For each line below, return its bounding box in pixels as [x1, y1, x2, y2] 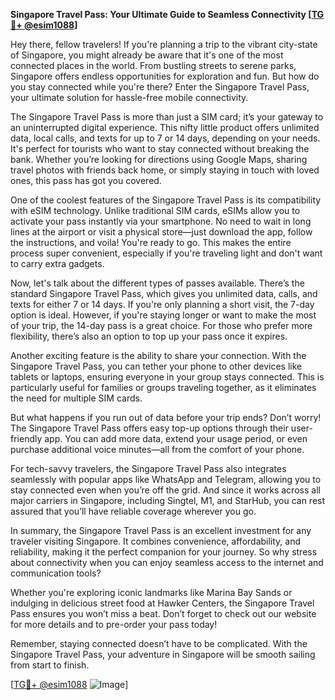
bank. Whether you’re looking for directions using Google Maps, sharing [10, 154, 308, 165]
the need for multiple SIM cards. [10, 392, 143, 404]
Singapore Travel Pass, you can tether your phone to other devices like [10, 360, 303, 372]
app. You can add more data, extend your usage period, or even [44, 433, 308, 444]
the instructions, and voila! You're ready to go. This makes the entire [10, 237, 292, 248]
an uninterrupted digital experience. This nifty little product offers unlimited [10, 122, 320, 133]
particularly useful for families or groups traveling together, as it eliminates [10, 382, 317, 393]
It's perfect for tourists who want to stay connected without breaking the [10, 143, 310, 154]
